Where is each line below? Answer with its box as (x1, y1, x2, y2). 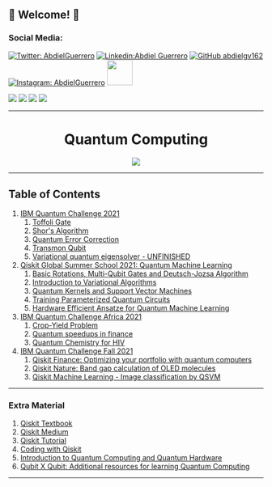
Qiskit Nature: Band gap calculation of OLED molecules (32, 363, 216, 373)
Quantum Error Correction (32, 235, 120, 244)
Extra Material (8, 400, 65, 411)
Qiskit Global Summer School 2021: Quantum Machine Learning (19, 260, 232, 270)
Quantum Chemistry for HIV (32, 337, 125, 348)
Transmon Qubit (32, 243, 87, 253)
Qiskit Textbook (19, 418, 73, 428)
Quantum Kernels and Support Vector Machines (32, 286, 193, 296)
